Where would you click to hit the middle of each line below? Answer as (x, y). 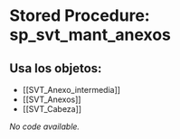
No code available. (44, 126)
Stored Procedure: (80, 16)
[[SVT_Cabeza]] (52, 109)
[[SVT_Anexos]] (52, 99)
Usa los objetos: (56, 68)
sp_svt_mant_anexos (90, 35)
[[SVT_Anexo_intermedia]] (71, 90)
